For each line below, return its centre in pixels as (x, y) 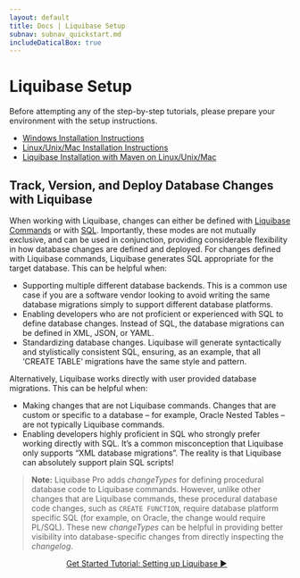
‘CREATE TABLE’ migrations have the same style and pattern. (134, 361)
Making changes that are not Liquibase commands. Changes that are (149, 406)
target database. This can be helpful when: (88, 268)
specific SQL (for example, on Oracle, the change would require (148, 518)
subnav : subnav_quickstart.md (66, 34)
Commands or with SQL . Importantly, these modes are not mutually (133, 230)
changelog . (52, 546)
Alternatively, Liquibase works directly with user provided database (133, 379)
